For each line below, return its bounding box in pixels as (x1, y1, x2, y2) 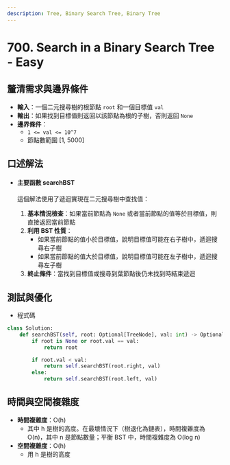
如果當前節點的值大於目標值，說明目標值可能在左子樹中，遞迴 (37, 252, 212, 261)
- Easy (7, 54, 44, 69)
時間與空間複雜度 (7, 396, 79, 408)
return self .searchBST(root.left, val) (43, 376, 157, 383)
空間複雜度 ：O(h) (16, 441, 66, 450)
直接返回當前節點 (27, 218, 76, 227)
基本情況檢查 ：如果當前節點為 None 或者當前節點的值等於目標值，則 (27, 209, 218, 218)
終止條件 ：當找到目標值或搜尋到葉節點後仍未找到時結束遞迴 (27, 269, 196, 278)
